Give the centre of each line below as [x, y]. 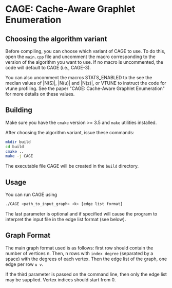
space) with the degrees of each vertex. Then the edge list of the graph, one [86, 259]
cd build [15, 147]
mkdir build [18, 142]
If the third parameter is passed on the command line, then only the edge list [86, 274]
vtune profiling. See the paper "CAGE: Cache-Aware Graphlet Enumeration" [85, 88]
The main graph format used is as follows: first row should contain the [79, 248]
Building [19, 110]
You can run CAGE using [31, 195]
